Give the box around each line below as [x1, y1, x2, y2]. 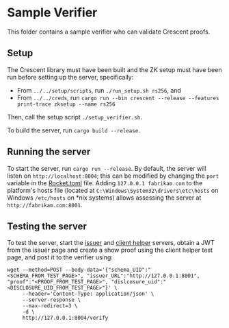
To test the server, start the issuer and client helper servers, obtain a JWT [7, 239, 215, 247]
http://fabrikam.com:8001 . [7, 200, 83, 209]
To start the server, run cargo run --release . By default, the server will [7, 164, 206, 172]
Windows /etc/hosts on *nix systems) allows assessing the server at [7, 194, 202, 202]
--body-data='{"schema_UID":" [65, 266, 152, 274]
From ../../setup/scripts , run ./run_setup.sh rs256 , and [16, 86, 181, 94]
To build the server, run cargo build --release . [7, 126, 140, 134]
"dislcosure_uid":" [111, 279, 167, 285]
